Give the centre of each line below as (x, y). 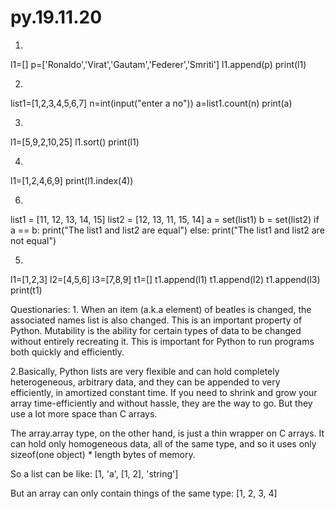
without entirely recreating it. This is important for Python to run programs (162, 341)
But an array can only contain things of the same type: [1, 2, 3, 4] (144, 493)
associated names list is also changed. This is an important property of (156, 320)
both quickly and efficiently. (67, 352)
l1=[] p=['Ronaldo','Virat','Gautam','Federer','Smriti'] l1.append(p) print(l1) (158, 64)
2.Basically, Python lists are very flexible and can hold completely (145, 371)
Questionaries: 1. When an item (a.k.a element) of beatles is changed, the (161, 309)
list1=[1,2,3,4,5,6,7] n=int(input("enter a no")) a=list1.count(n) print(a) (151, 103)
